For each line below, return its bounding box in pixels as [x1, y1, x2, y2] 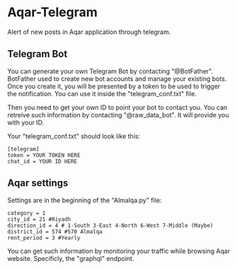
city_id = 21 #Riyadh [7, 216, 71, 223]
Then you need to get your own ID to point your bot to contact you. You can [7, 103, 228, 112]
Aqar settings [7, 177, 69, 189]
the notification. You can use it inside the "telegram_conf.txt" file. [7, 89, 197, 98]
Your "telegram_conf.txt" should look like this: [7, 131, 140, 140]
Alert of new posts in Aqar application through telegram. [7, 28, 171, 36]
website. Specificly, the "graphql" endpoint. [7, 254, 134, 262]
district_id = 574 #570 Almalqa [7, 228, 103, 235]
